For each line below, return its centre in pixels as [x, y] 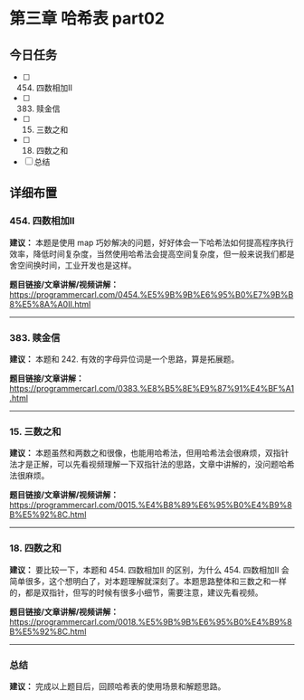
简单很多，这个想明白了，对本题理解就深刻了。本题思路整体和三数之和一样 [148, 581]
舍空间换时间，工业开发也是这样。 [73, 265]
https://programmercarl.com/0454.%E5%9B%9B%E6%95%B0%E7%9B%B [152, 294]
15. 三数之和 [35, 431]
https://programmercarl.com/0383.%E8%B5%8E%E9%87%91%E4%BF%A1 [152, 388]
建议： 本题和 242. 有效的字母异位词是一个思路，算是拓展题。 [124, 359]
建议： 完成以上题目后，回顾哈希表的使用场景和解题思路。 [118, 686]
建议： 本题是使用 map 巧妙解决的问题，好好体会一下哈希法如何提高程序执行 [152, 242]
